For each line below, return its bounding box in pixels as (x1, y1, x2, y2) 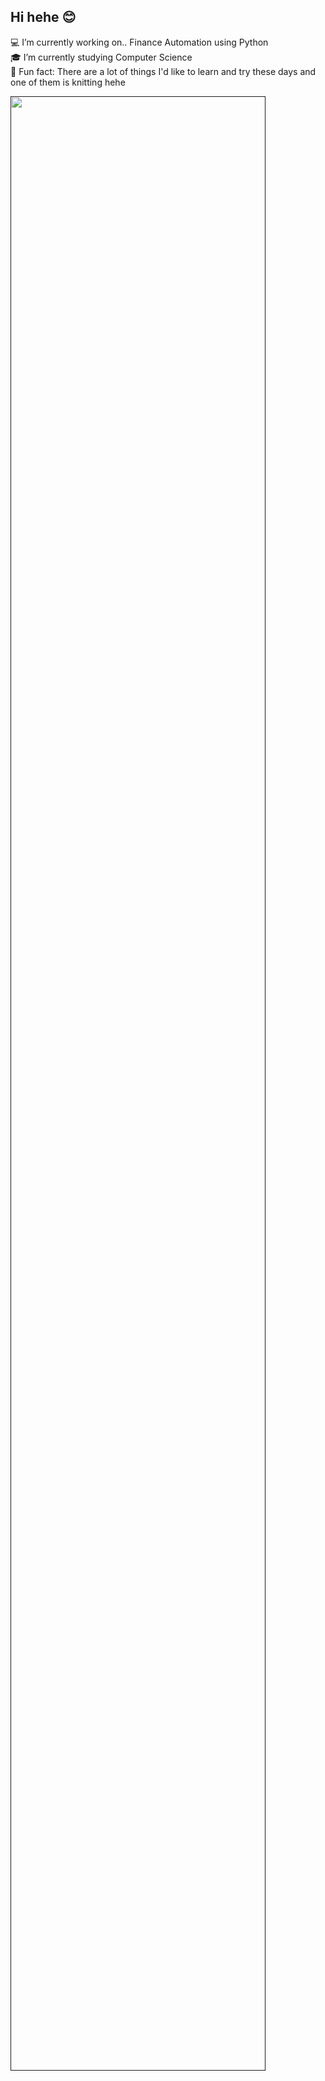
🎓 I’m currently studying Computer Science (10, 51, 193, 63)
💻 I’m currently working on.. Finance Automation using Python (10, 36, 269, 48)
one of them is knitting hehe (10, 76, 126, 88)
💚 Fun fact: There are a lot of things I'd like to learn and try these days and (10, 65, 317, 77)
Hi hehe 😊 (10, 9, 77, 26)
